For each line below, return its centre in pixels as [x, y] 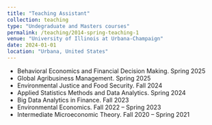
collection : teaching [38, 20]
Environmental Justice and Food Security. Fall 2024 [90, 85]
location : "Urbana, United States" [58, 52]
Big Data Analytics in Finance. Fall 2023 [73, 100]
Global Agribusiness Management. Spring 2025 [84, 78]
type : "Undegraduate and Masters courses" [68, 26]
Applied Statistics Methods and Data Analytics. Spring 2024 [101, 92]
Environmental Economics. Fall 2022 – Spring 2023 [89, 107]
